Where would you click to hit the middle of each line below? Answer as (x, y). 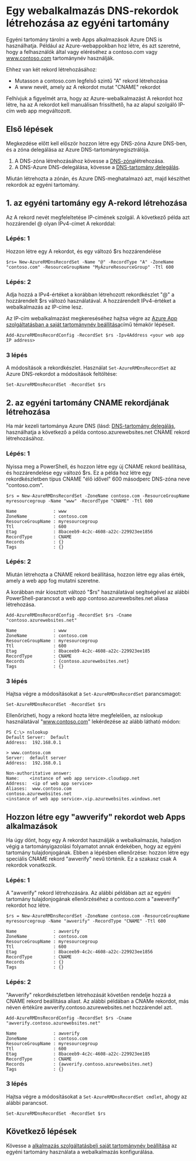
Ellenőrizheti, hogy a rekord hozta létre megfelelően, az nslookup (84, 715)
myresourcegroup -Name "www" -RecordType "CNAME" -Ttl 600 (80, 501)
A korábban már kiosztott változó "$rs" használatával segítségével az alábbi (98, 592)
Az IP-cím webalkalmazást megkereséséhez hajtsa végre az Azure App (92, 318)
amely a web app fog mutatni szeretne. (53, 580)
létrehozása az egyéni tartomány (88, 23)
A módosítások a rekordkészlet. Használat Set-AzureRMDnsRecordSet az (91, 368)
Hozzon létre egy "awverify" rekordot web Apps (96, 817)
